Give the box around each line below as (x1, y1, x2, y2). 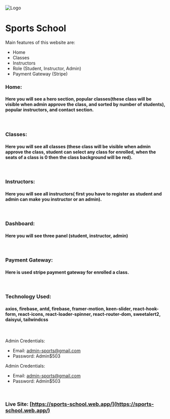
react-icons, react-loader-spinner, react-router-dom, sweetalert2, (17, 311, 161, 317)
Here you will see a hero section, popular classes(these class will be (5, 96, 152, 102)
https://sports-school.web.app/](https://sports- (31, 400, 154, 407)
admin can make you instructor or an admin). (5, 196, 102, 202)
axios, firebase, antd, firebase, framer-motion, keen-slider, (5, 306, 132, 312)
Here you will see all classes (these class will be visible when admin (5, 143, 151, 149)
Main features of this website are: (5, 39, 75, 45)
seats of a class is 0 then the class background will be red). (5, 154, 133, 160)
